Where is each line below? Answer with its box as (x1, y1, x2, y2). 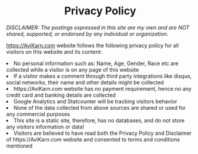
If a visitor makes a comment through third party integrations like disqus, (14, 72, 192, 79)
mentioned (6, 142, 33, 149)
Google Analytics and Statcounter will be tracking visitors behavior (14, 97, 178, 105)
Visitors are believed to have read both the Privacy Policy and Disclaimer (14, 130, 192, 137)
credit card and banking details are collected (6, 91, 116, 98)
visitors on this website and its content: (6, 48, 103, 55)
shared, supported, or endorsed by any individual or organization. (6, 30, 169, 37)
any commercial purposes (6, 110, 70, 118)
